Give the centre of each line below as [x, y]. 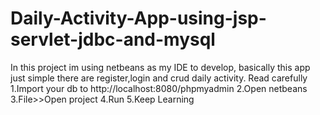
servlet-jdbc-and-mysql [113, 39]
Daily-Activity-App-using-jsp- [138, 18]
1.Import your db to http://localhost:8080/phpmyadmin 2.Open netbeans [159, 88]
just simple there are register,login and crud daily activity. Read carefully [159, 78]
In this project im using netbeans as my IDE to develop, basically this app [160, 67]
